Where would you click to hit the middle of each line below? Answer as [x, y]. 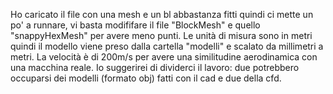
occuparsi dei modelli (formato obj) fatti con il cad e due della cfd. [146, 78]
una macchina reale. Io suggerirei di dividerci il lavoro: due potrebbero [155, 67]
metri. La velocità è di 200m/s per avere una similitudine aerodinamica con [164, 57]
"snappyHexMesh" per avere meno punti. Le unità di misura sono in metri [161, 35]
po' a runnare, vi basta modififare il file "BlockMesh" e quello [135, 25]
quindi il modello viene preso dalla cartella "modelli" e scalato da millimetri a [167, 46]
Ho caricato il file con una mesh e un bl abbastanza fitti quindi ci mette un [162, 14]
